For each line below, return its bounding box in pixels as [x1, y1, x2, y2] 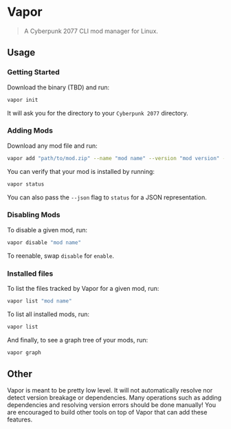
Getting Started [7, 67, 60, 77]
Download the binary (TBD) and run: [7, 83, 110, 91]
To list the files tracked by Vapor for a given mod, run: [7, 285, 159, 293]
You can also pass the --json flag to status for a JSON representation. [7, 193, 208, 201]
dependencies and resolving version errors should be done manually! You [7, 401, 217, 409]
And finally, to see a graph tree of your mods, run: [7, 335, 148, 344]
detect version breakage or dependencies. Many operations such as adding [7, 393, 222, 402]
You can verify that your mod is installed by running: [7, 167, 155, 175]
